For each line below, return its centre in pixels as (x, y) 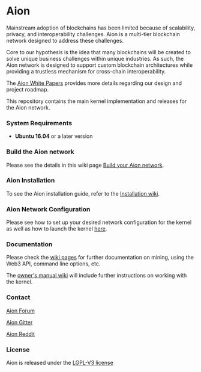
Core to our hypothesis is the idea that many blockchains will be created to (98, 52)
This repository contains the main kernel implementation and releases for (97, 101)
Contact (18, 297)
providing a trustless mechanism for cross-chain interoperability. (86, 71)
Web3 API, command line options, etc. (53, 264)
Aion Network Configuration (48, 209)
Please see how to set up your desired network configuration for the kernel (99, 222)
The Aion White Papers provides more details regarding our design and (94, 83)
